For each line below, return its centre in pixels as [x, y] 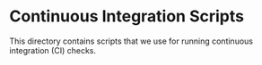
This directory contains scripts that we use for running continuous [131, 41]
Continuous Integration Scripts [127, 16]
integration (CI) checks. [53, 50]
